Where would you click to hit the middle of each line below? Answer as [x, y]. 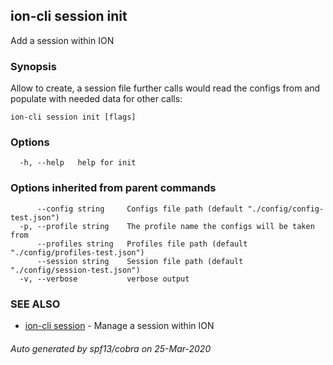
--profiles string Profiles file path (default [142, 244]
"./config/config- [286, 209]
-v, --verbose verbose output [104, 279]
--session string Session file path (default [140, 261]
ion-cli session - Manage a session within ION [119, 325]
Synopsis [33, 66]
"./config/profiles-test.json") [77, 252]
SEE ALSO [35, 304]
